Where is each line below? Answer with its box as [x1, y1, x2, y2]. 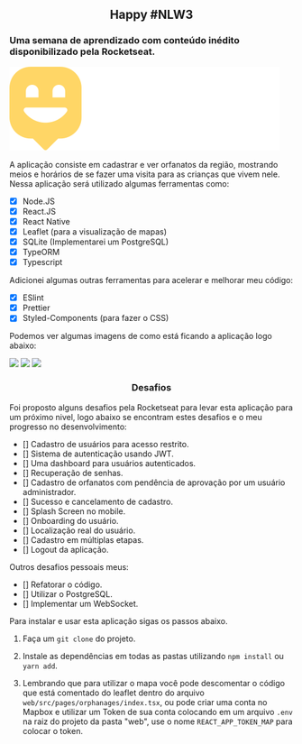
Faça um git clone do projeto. [22, 633, 136, 644]
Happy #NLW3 [109, 7, 194, 23]
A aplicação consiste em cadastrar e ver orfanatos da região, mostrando [9, 159, 279, 170]
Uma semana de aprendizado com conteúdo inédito [9, 34, 241, 47]
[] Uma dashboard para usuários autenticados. [22, 457, 197, 468]
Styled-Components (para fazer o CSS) [22, 313, 169, 324]
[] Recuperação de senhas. [22, 467, 124, 478]
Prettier [22, 302, 50, 314]
